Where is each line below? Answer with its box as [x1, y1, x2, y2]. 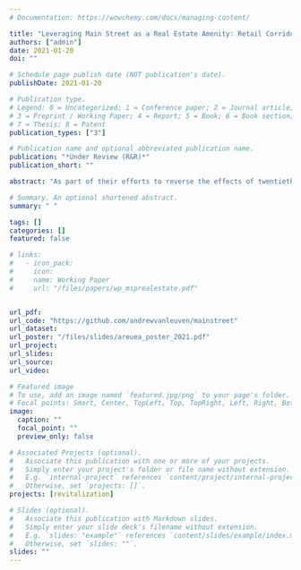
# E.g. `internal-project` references [9, 473, 163, 482]
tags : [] [9, 217, 42, 226]
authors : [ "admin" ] [9, 38, 82, 47]
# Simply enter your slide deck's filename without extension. [9, 523, 258, 532]
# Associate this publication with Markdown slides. [9, 514, 219, 523]
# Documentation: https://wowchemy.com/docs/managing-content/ [9, 13, 251, 22]
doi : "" [9, 55, 39, 64]
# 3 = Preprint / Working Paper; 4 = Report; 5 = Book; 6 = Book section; [9, 111, 295, 121]
